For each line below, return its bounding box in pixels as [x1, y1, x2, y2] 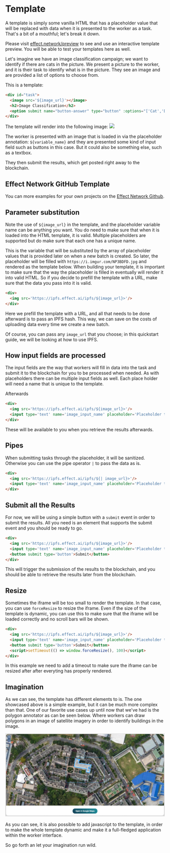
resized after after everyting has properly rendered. [5, 668, 112, 674]
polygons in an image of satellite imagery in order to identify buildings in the [5, 718, 163, 724]
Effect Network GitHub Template [5, 180, 110, 188]
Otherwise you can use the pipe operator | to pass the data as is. [5, 460, 141, 466]
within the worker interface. [5, 832, 63, 838]
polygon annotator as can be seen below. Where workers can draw [5, 713, 145, 719]
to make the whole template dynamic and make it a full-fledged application [5, 827, 161, 833]
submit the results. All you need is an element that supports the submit [5, 520, 153, 525]
